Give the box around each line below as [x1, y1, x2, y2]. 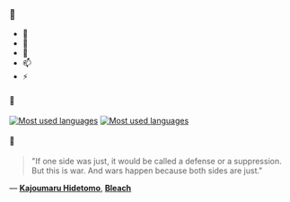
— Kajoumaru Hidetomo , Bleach [9, 182, 132, 193]
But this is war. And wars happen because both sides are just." [31, 165, 263, 176]
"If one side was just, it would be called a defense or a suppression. [31, 155, 282, 166]
